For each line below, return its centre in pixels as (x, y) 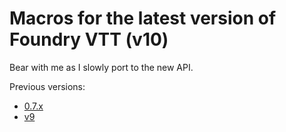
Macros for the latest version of (143, 18)
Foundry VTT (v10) (89, 39)
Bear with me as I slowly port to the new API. (101, 67)
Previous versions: (47, 86)
